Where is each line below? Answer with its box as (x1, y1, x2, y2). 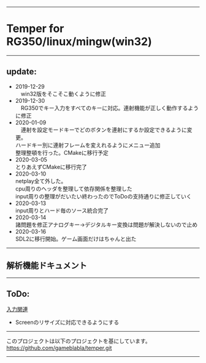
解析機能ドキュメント (6, 261, 87, 271)
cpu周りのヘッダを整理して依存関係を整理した (15, 185, 133, 192)
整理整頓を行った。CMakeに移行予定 (15, 149, 109, 156)
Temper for (6, 22, 64, 36)
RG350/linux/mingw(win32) (6, 35, 152, 49)
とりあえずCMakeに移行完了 (15, 163, 88, 170)
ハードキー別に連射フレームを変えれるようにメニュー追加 (15, 141, 161, 149)
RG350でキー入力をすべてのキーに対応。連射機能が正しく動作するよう (20, 104, 199, 111)
